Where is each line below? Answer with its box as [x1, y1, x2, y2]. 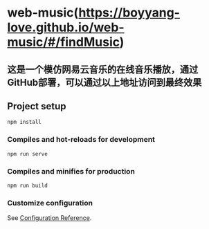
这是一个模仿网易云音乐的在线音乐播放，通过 [7, 64, 199, 75]
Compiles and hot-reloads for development [7, 135, 156, 145]
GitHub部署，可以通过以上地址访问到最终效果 [7, 76, 202, 88]
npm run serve [7, 150, 48, 157]
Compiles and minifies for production [7, 166, 135, 176]
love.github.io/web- [7, 19, 125, 35]
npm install [7, 119, 42, 126]
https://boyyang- [78, 5, 180, 21]
